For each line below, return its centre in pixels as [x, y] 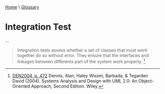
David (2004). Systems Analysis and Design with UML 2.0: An [75, 81]
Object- [146, 81]
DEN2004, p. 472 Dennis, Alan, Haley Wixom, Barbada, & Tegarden [80, 75]
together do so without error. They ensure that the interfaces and [83, 55]
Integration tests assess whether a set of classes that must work [82, 50]
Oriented [21, 86]
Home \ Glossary [22, 7]
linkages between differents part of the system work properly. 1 [81, 61]
